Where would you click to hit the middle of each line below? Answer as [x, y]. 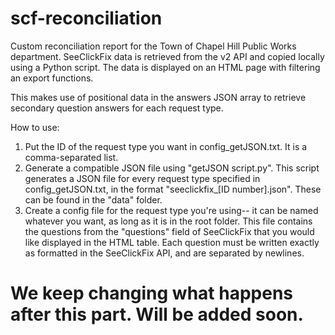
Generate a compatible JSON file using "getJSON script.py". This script [172, 168]
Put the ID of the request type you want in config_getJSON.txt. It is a [166, 146]
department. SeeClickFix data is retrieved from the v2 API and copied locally [167, 56]
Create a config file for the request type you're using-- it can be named [171, 210]
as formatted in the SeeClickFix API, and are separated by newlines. [164, 253]
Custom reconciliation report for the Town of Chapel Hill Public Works [153, 46]
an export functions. [52, 78]
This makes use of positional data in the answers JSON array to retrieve [158, 97]
